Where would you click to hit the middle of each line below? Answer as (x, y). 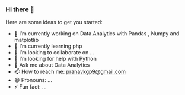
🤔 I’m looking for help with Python (55, 59)
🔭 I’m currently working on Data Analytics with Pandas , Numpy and (97, 34)
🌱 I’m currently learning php (48, 46)
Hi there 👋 (20, 9)
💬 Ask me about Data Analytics (52, 65)
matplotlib (26, 40)
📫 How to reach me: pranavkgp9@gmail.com (70, 72)
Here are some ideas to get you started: (54, 22)
